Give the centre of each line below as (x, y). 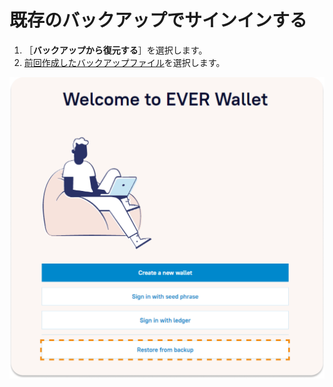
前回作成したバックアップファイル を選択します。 (124, 62)
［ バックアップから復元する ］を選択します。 (115, 50)
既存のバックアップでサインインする (158, 20)
